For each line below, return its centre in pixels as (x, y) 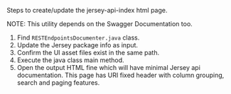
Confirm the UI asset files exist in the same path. (88, 53)
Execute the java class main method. (71, 60)
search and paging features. (58, 83)
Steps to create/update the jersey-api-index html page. (87, 10)
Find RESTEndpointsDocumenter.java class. (78, 37)
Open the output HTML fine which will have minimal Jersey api (108, 67)
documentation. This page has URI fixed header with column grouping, (120, 75)
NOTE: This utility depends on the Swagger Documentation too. (100, 24)
